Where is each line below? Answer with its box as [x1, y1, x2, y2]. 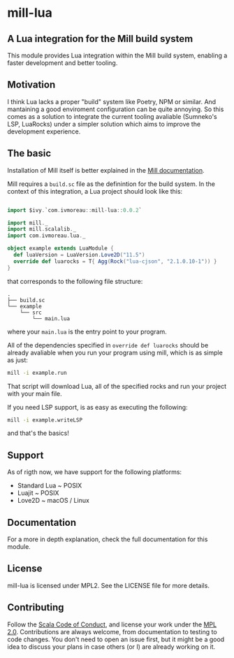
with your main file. [7, 389, 63, 398]
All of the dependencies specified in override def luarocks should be [7, 341, 209, 349]
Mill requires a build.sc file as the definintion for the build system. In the [7, 180, 215, 188]
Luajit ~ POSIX [17, 489, 59, 497]
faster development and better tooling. [7, 59, 118, 67]
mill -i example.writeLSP [7, 416, 82, 424]
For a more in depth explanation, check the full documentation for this [7, 535, 208, 543]
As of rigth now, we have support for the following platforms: [7, 468, 182, 476]
